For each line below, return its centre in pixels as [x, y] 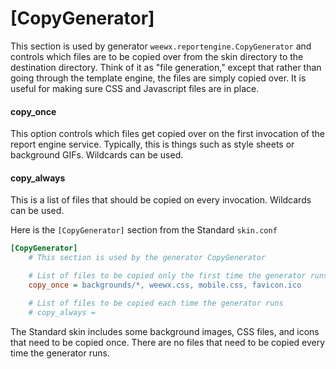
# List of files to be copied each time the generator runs [156, 303]
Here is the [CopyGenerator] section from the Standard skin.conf [144, 230]
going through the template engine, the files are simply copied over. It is [158, 78]
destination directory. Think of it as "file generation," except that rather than [166, 67]
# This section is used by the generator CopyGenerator [147, 258]
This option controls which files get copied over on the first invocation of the [168, 134]
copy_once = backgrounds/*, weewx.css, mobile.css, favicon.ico [165, 285]
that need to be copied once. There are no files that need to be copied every [168, 342]
